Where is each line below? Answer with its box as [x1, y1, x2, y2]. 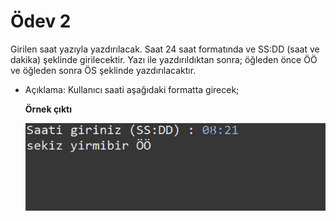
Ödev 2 [10, 10, 72, 33]
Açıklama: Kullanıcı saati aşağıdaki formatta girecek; [24, 83, 240, 95]
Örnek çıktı [24, 103, 72, 115]
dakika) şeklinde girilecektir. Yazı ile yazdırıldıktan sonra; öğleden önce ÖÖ [10, 53, 318, 65]
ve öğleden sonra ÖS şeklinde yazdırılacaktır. [10, 64, 197, 76]
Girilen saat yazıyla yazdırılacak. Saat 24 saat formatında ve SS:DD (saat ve [10, 43, 320, 55]
